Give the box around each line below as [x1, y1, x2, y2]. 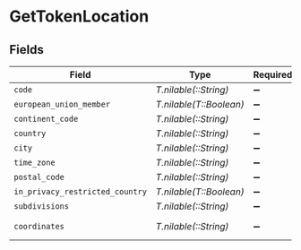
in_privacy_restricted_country [13, 186, 148, 196]
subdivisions [13, 202, 70, 211]
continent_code [13, 114, 79, 124]
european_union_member [13, 99, 110, 109]
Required [253, 69, 293, 81]
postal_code [13, 172, 65, 182]
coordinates [13, 221, 65, 231]
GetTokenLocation [9, 6, 150, 27]
